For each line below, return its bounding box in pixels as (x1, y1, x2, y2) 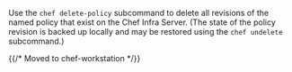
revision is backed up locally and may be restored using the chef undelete (8, 27, 284, 36)
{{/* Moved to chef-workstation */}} (8, 53, 141, 63)
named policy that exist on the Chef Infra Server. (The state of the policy (8, 17, 276, 28)
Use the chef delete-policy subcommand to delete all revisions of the (8, 8, 270, 18)
